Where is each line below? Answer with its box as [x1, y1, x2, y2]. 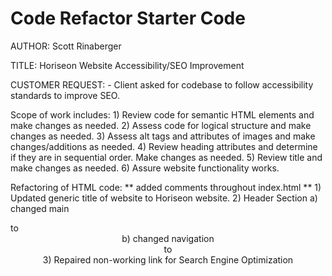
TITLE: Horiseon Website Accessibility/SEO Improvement [10, 59, 245, 71]
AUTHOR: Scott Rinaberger [10, 40, 122, 52]
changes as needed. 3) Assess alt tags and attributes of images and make [10, 130, 316, 142]
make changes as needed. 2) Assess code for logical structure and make [10, 119, 312, 131]
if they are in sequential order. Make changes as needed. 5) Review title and [10, 151, 323, 163]
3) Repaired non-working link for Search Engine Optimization [42, 253, 294, 266]
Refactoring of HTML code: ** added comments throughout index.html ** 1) [10, 181, 322, 193]
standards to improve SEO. [10, 89, 120, 101]
